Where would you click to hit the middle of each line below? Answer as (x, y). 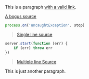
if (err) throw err (33, 48)
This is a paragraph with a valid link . (40, 7)
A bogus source (21, 16)
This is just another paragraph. (35, 71)
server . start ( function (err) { (36, 43)
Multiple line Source (37, 62)
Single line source (34, 34)
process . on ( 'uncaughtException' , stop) (45, 25)
